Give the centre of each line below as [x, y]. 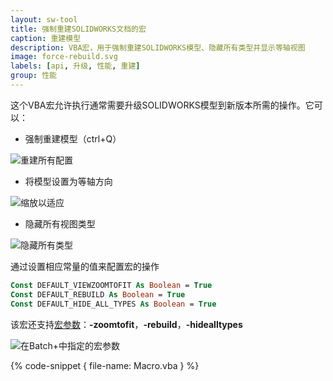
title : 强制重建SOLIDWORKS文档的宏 [78, 29]
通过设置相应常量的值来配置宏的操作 [85, 266]
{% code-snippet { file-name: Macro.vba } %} [105, 365]
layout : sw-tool [44, 19]
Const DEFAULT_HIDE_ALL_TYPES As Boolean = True [113, 304]
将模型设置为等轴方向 [68, 181]
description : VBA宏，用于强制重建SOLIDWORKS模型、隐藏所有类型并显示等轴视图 [158, 47]
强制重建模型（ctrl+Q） [73, 138]
